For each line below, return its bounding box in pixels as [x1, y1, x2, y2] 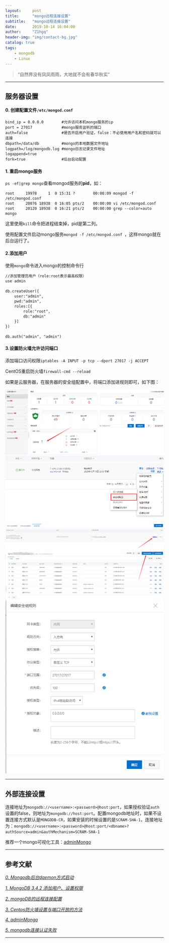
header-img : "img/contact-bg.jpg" [5, 35, 78, 40]
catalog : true [5, 40, 35, 45]
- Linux [14, 56, 30, 61]
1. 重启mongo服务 [5, 168, 43, 174]
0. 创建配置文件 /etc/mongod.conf [5, 107, 73, 113]
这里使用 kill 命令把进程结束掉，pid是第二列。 [5, 221, 101, 227]
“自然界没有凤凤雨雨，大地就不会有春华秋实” [17, 71, 110, 77]
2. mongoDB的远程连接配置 [5, 896, 62, 902]
